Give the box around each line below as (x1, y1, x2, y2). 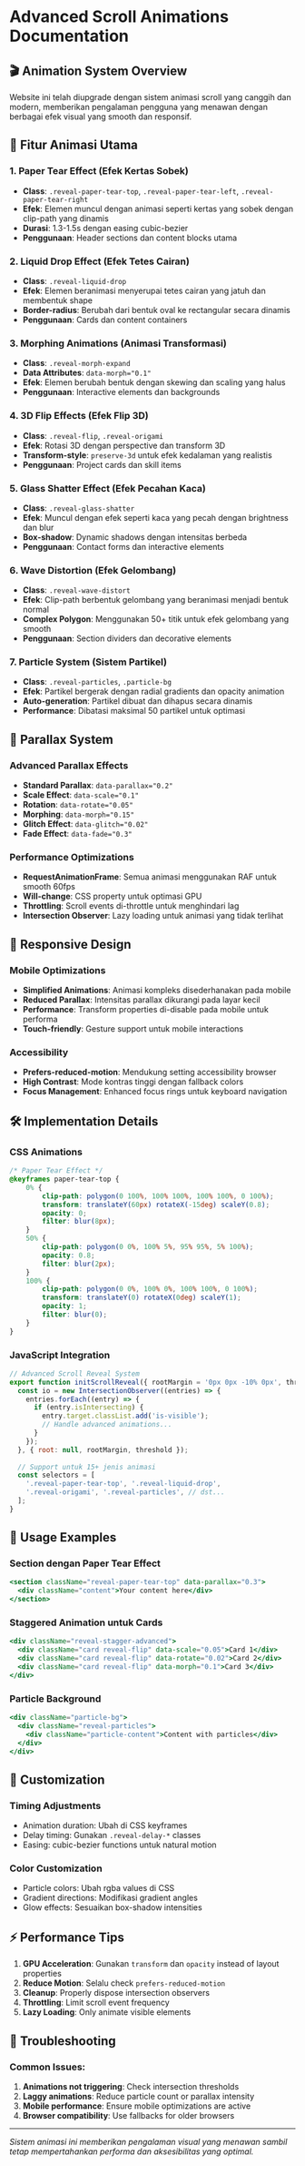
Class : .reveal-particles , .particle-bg (22, 676, 172, 687)
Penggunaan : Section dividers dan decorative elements (22, 633, 231, 644)
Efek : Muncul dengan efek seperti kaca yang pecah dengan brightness (22, 512, 289, 523)
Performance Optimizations (9, 851, 134, 864)
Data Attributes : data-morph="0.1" (22, 367, 152, 379)
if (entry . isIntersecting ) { (33, 1403, 144, 1412)
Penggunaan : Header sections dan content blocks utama (22, 232, 238, 243)
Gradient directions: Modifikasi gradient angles (22, 1892, 198, 1904)
